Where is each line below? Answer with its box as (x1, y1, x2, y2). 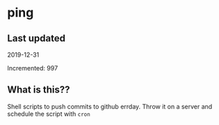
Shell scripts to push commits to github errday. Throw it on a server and (7, 102, 213, 110)
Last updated (7, 32, 66, 44)
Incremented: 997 (7, 64, 58, 72)
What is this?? (7, 84, 70, 96)
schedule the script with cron (7, 109, 90, 118)
